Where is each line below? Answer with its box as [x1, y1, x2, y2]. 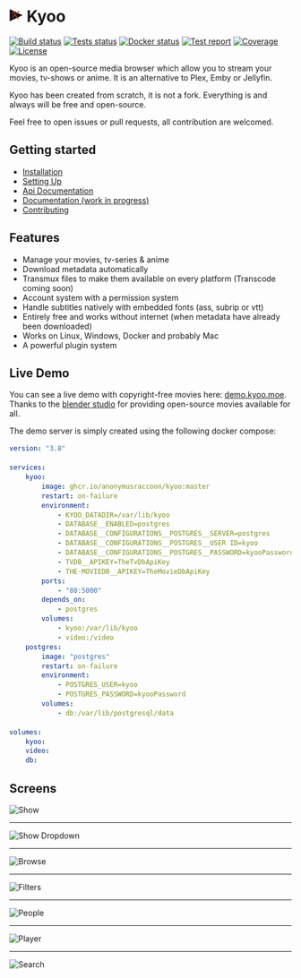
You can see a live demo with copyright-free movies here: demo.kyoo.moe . [9, 390, 287, 400]
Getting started [9, 142, 97, 158]
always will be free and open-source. [9, 99, 147, 109]
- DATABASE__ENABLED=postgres [56, 519, 170, 529]
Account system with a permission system [21, 292, 179, 303]
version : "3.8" [9, 444, 66, 453]
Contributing [21, 204, 69, 215]
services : [9, 463, 47, 472]
